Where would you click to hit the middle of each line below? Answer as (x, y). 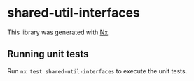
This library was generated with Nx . (58, 32)
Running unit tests (48, 54)
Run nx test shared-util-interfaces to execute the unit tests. (97, 71)
